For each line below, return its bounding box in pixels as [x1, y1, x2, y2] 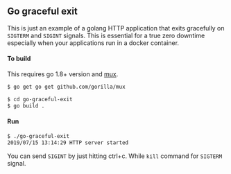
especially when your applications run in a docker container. [7, 38, 179, 47]
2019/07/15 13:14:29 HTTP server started [7, 139, 129, 146]
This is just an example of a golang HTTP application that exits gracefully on [7, 24, 225, 32]
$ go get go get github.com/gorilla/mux [7, 83, 126, 91]
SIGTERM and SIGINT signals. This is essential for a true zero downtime [7, 31, 205, 40]
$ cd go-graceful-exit [7, 96, 73, 103]
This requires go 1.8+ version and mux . [7, 70, 119, 78]
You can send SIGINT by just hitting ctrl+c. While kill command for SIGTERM [7, 152, 223, 160]
